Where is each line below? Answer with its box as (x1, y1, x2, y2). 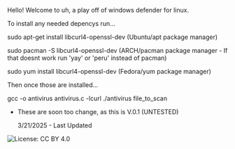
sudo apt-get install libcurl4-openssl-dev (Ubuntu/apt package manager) (7, 33, 218, 41)
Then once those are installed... (7, 81, 99, 89)
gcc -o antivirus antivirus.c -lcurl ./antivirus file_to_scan (7, 94, 168, 102)
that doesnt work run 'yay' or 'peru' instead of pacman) (7, 54, 167, 62)
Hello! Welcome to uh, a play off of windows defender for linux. (7, 6, 190, 14)
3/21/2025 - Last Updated (17, 121, 92, 130)
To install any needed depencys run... (7, 19, 115, 27)
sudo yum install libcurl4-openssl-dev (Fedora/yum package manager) (7, 68, 212, 75)
